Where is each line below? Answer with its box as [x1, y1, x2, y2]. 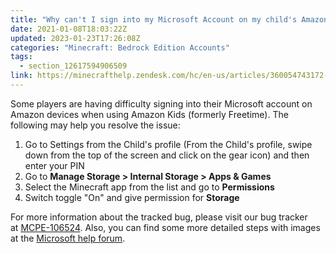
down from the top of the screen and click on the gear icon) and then [24, 149, 310, 161]
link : [10, 71, 33, 81]
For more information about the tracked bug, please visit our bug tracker [10, 211, 308, 223]
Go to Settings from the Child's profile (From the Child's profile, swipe [24, 138, 313, 150]
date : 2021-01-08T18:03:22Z [10, 24, 128, 34]
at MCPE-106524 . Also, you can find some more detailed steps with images [10, 221, 321, 233]
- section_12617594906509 [19, 61, 128, 71]
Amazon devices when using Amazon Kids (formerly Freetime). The [10, 108, 289, 120]
